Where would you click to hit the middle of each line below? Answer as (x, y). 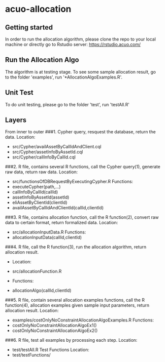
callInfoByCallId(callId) (35, 192)
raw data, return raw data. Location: (41, 172)
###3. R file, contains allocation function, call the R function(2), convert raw (82, 217)
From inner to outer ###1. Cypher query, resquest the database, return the (81, 132)
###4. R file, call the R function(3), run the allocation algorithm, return (76, 247)
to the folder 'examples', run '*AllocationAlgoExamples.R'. (64, 77)
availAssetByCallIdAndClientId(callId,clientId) (58, 208)
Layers (16, 120)
